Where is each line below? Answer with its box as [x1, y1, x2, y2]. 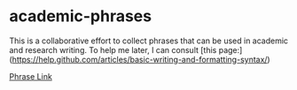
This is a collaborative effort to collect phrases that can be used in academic [9, 35, 289, 46]
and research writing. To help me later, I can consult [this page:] [9, 44, 243, 55]
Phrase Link [9, 71, 53, 81]
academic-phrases [9, 6, 152, 26]
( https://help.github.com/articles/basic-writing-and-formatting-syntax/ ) [9, 54, 270, 64]
